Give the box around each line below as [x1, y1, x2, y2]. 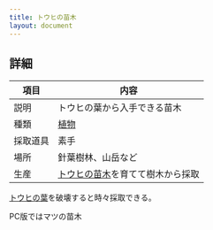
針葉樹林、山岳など [57, 151, 139, 164]
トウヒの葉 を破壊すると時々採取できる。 [9, 192, 156, 203]
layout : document [9, 21, 73, 30]
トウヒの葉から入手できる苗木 [57, 102, 182, 114]
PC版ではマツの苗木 [9, 211, 82, 222]
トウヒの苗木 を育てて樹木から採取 [57, 168, 201, 180]
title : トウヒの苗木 [9, 12, 77, 22]
